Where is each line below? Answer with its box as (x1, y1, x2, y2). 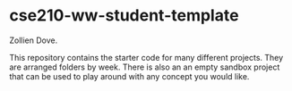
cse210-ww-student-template (9, 5, 239, 26)
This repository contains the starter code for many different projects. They (9, 52, 284, 62)
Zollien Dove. (9, 35, 58, 45)
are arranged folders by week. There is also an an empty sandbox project (9, 62, 280, 72)
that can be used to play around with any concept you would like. (9, 70, 250, 81)
